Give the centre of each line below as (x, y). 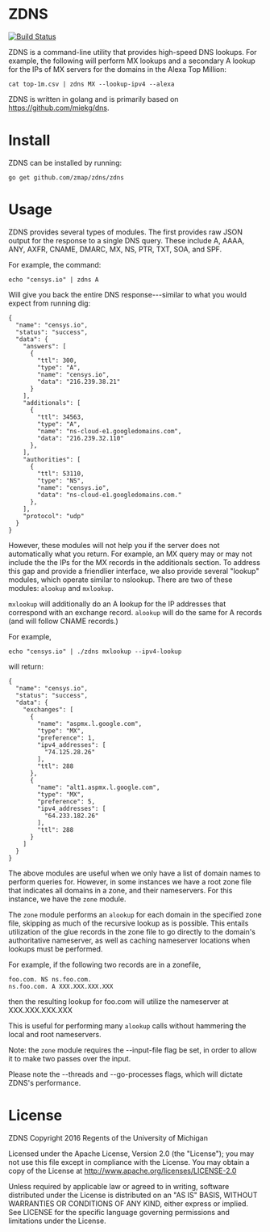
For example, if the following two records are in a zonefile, (105, 964)
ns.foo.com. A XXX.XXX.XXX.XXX (61, 986)
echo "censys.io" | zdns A (54, 280)
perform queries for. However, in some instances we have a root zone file (130, 881)
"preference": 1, (66, 738)
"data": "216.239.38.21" (79, 382)
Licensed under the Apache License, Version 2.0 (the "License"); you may (131, 1154)
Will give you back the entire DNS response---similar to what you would (128, 294)
